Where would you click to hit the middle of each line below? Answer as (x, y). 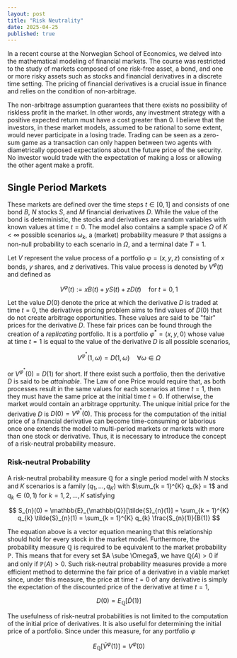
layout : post (27, 14)
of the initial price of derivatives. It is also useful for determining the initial (114, 624)
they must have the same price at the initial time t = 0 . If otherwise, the (110, 396)
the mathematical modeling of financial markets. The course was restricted (117, 62)
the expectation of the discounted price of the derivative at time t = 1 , (109, 587)
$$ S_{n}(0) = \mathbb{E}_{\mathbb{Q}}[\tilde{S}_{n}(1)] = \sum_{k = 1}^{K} (119, 511)
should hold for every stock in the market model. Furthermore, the (103, 539)
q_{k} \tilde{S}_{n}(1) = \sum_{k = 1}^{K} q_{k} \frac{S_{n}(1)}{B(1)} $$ (119, 518)
